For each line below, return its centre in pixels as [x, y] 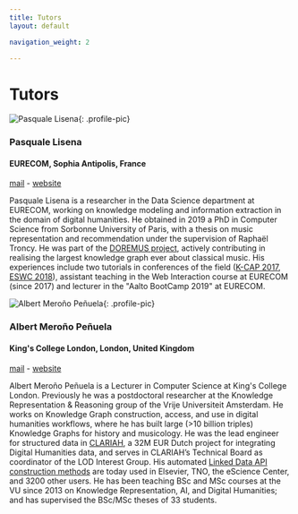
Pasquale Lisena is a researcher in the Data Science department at [132, 201]
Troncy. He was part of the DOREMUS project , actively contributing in [137, 248]
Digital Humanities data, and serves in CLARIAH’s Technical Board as [136, 452]
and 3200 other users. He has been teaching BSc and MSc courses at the [145, 481]
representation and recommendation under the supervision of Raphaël [139, 239]
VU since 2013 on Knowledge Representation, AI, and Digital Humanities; [143, 490]
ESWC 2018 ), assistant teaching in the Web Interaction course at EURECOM [149, 277]
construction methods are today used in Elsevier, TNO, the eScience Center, [149, 471]
